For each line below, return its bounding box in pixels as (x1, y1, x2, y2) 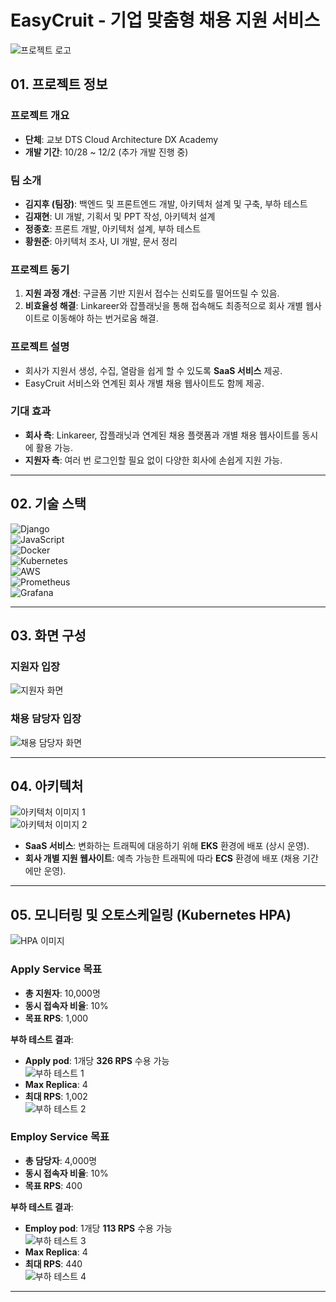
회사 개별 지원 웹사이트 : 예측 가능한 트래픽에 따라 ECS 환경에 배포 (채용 (24, 852, 301, 865)
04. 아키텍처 (10, 778, 84, 795)
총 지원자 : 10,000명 (24, 987, 101, 999)
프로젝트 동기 (10, 262, 70, 276)
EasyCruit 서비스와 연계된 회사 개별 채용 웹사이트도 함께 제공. (24, 377, 265, 389)
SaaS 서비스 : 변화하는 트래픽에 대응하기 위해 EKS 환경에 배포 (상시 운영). (24, 840, 310, 852)
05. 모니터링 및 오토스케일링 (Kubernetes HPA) (10, 906, 292, 923)
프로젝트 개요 (10, 109, 70, 123)
